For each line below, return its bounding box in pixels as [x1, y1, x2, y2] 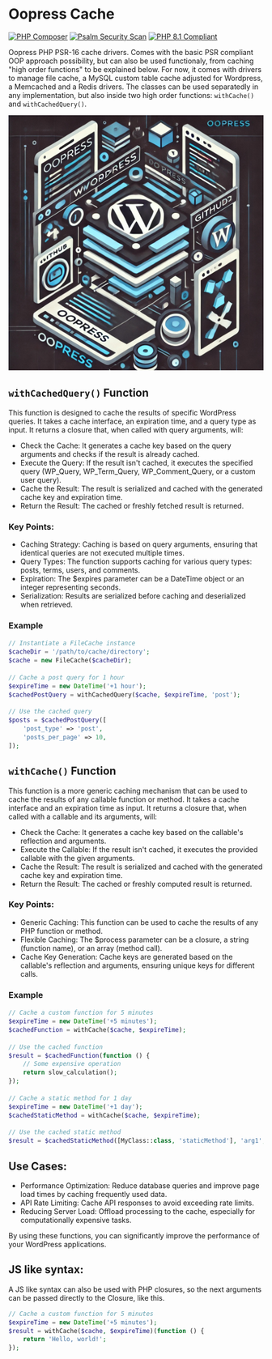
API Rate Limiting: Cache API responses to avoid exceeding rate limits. [19, 1198, 255, 1208]
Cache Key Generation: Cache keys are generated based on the [19, 952, 233, 961]
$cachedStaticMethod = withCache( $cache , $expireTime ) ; [8, 1111, 201, 1119]
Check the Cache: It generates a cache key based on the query [19, 441, 232, 450]
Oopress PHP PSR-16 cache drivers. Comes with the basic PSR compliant [8, 47, 253, 57]
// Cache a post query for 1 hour [8, 673, 125, 681]
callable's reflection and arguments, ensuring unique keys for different [19, 961, 255, 970]
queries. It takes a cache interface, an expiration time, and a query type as [8, 416, 257, 426]
